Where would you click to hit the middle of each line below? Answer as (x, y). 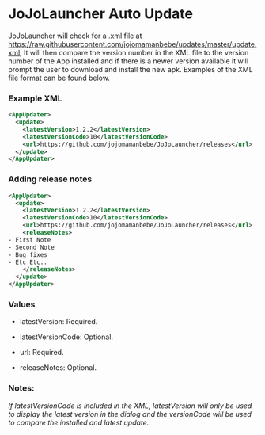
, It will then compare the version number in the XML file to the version (134, 52)
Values (22, 304)
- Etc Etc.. (28, 262)
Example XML (35, 98)
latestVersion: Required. (59, 322)
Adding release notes (50, 179)
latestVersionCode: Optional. (66, 337)
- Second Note (32, 247)
